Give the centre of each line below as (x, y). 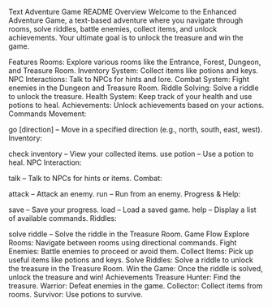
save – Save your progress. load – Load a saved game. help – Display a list (133, 210)
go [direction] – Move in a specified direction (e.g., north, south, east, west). (136, 130)
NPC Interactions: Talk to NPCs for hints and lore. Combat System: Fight (129, 79)
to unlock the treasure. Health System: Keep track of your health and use (130, 96)
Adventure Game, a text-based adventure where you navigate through (126, 20)
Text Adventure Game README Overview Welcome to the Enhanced (123, 12)
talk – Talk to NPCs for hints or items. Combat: (85, 178)
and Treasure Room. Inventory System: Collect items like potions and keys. (133, 71)
